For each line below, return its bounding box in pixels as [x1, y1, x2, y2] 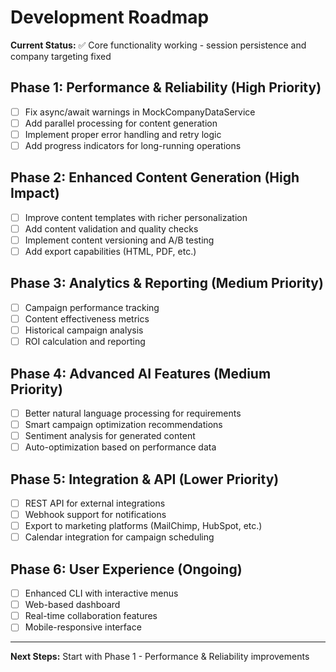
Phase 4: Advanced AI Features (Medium [10, 365, 272, 382]
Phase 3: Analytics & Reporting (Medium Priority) [10, 275, 324, 292]
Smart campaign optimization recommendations [24, 419, 223, 430]
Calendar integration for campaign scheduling [24, 531, 215, 543]
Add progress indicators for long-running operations [24, 139, 242, 151]
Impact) [10, 185, 60, 202]
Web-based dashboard [24, 599, 121, 611]
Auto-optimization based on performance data [24, 441, 217, 453]
